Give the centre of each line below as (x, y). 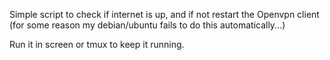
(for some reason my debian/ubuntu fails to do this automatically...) (147, 25)
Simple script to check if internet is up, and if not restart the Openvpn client (164, 14)
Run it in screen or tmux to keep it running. (97, 44)
